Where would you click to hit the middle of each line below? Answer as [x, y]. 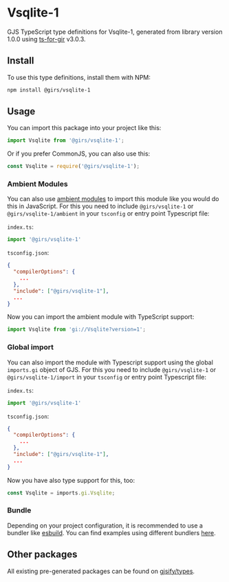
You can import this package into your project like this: [84, 128]
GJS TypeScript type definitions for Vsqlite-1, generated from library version [115, 32]
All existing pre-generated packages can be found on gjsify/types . [101, 571]
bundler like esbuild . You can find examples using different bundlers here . [112, 532]
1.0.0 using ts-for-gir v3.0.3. [46, 39]
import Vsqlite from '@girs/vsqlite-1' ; [66, 141]
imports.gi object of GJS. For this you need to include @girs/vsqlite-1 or [112, 369]
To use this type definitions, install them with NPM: [79, 77]
